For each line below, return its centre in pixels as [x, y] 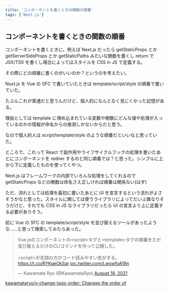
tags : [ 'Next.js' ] [25, 15]
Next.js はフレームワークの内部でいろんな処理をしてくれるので [71, 176]
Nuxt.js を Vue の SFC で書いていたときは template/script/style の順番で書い [85, 84]
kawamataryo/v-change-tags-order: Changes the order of [66, 283]
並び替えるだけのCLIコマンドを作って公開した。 [68, 246]
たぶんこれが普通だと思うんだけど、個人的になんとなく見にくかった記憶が [83, 101]
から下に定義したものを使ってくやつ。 [45, 165]
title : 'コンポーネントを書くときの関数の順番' [49, 10]
